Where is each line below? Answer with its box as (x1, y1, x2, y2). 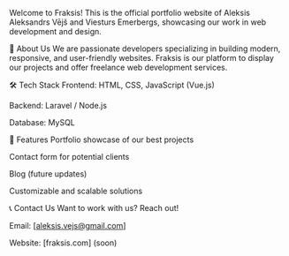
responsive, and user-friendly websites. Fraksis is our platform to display (9, 53, 274, 63)
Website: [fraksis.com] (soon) (9, 237, 118, 248)
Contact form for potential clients (9, 152, 130, 162)
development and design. (9, 26, 102, 36)
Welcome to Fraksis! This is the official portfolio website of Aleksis (9, 8, 250, 18)
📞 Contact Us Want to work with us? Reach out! (9, 203, 179, 213)
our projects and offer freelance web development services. (9, 62, 228, 72)
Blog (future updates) (9, 169, 87, 179)
